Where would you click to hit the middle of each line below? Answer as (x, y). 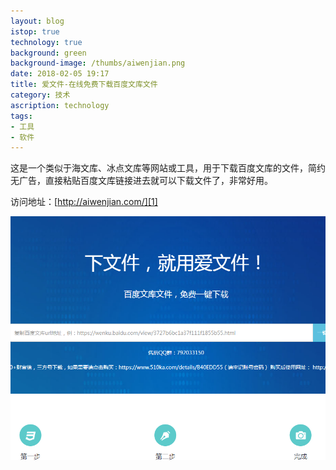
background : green (48, 53)
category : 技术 (40, 95)
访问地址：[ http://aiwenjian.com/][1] (84, 202)
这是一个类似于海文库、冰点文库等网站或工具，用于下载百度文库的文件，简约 (168, 168)
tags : (21, 116)
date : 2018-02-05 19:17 (60, 74)
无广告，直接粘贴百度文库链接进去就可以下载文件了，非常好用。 (141, 181)
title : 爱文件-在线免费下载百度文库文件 (84, 85)
